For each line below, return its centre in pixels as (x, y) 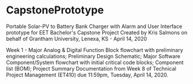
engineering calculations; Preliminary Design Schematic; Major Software (93, 56)
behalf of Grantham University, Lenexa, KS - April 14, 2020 (77, 38)
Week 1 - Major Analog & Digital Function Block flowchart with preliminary (94, 50)
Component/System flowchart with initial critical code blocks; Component (95, 62)
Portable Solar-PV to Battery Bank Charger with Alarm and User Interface (94, 26)
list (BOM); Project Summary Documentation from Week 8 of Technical (91, 68)
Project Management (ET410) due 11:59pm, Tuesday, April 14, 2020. (87, 75)
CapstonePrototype (55, 10)
